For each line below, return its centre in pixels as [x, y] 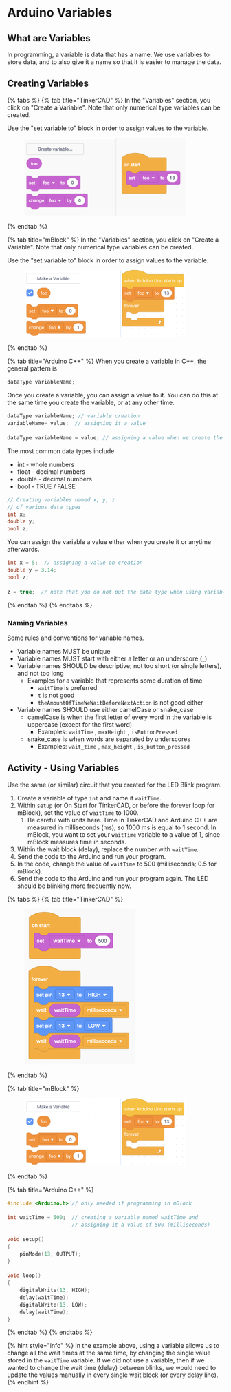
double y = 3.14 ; [32, 570]
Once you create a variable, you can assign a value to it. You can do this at [113, 395]
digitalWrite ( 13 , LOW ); [54, 1305]
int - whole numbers [46, 464]
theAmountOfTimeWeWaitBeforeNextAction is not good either [120, 702]
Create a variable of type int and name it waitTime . [89, 798]
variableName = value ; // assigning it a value [77, 424]
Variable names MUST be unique [64, 651]
